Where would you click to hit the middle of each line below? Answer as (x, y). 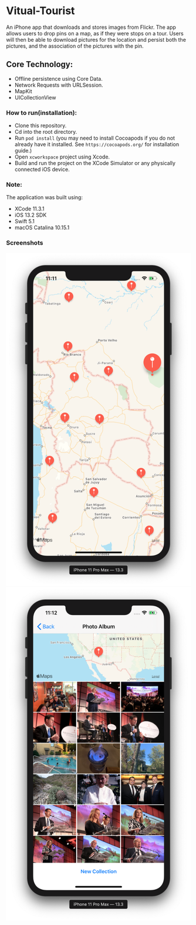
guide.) (23, 151)
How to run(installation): (42, 113)
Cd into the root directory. (46, 132)
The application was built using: (45, 197)
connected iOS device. (42, 170)
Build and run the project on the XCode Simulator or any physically (95, 163)
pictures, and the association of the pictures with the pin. (75, 46)
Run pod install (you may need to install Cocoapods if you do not (94, 138)
